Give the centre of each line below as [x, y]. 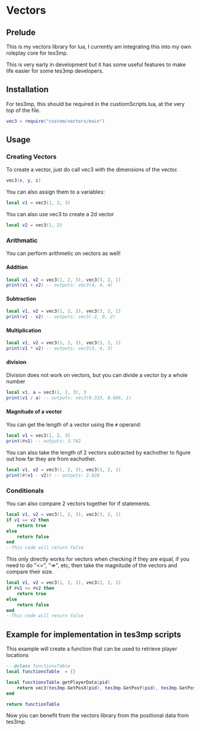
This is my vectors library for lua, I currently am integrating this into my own [99, 46]
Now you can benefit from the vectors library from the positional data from [98, 716]
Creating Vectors [31, 157]
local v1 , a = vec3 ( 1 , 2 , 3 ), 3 [46, 393]
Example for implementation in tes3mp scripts [94, 634]
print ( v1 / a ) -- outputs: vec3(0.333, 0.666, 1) [69, 398]
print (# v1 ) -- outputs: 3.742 [44, 441]
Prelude [21, 32]
